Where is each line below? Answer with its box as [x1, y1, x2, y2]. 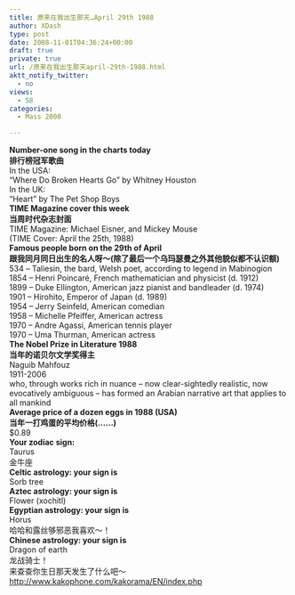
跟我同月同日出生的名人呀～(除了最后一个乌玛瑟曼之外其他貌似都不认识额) [9, 253, 280, 264]
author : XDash [9, 21, 62, 30]
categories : [9, 104, 53, 113]
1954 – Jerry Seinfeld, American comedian [9, 301, 165, 312]
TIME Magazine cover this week [9, 203, 130, 214]
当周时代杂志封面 [9, 214, 72, 224]
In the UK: [9, 184, 46, 195]
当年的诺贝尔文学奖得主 [9, 349, 95, 361]
